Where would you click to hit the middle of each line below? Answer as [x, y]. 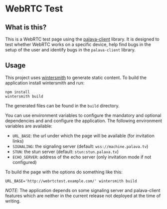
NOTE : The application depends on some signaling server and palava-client [83, 190]
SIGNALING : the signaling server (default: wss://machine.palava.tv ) [80, 146]
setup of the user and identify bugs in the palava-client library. [71, 50]
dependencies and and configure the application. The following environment [84, 120]
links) [18, 141]
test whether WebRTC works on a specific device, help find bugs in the [78, 44]
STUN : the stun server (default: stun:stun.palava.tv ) [65, 151]
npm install [17, 92]
